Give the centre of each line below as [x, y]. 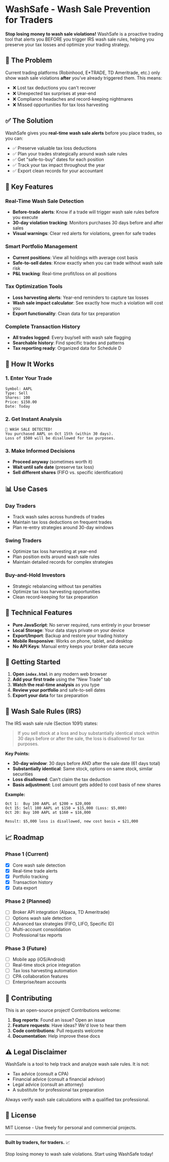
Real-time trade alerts [35, 871]
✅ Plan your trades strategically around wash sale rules [70, 153]
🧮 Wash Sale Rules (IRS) [43, 711]
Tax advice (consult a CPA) [40, 1073]
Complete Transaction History [43, 327]
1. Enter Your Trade [29, 378]
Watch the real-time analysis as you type [56, 685]
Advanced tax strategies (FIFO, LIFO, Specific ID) [63, 923]
